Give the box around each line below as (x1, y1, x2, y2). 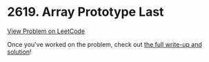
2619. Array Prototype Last (7, 4, 164, 20)
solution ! (7, 48, 32, 56)
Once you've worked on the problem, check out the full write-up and (7, 40, 202, 48)
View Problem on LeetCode (7, 27, 85, 35)
